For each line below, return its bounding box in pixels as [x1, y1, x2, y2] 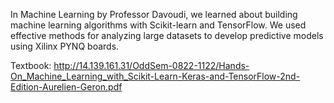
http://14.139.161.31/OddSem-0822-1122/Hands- [53, 60, 250, 71]
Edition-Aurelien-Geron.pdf [10, 81, 123, 93]
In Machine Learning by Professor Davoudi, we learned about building [10, 9, 298, 20]
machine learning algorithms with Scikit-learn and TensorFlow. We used [10, 19, 307, 31]
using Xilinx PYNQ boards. [10, 40, 120, 52]
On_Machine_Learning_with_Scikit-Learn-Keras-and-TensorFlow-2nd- [10, 70, 301, 82]
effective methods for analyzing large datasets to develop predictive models [10, 30, 324, 41]
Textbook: [10, 60, 52, 71]
